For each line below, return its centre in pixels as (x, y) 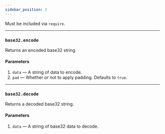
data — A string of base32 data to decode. (55, 126)
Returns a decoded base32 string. (40, 104)
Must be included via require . (35, 23)
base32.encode (22, 40)
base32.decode (22, 94)
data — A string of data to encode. (47, 72)
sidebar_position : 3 (26, 10)
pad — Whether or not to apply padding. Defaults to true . (70, 78)
